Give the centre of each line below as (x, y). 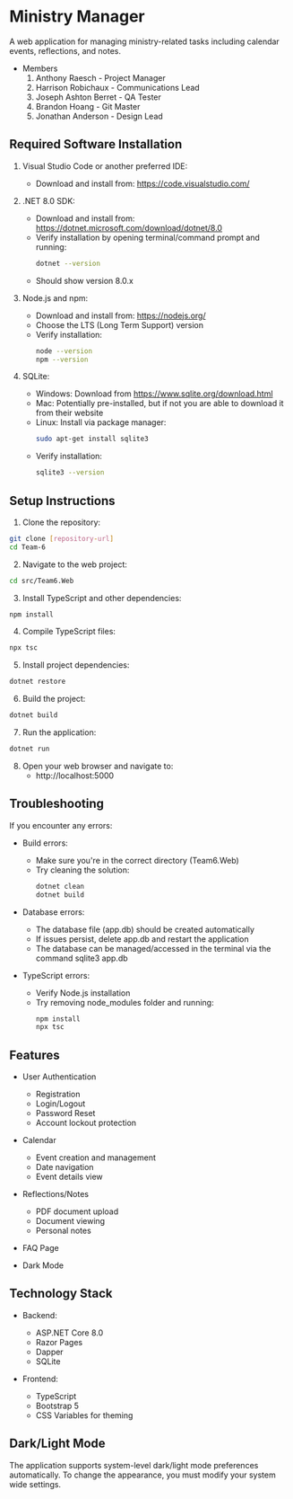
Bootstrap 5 (57, 1406)
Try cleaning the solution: (82, 870)
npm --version (62, 359)
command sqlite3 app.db (82, 958)
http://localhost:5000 (75, 776)
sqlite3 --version (70, 473)
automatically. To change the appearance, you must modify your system (142, 1475)
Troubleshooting (57, 804)
